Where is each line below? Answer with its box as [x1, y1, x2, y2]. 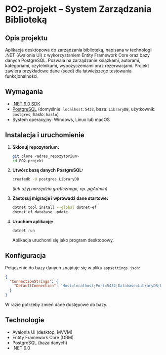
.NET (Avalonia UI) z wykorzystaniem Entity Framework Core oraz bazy [5, 52, 150, 58]
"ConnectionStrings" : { [9, 279, 58, 284]
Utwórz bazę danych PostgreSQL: [12, 167, 83, 173]
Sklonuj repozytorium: [12, 144, 59, 150]
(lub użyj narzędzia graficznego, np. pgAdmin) [12, 186, 108, 192]
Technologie [5, 316, 44, 324]
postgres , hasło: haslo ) [12, 111, 59, 117]
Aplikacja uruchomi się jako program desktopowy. [12, 237, 114, 243]
